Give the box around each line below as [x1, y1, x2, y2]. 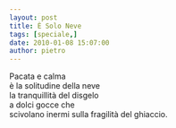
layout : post [9, 13, 58, 22]
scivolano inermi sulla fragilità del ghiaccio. [9, 109, 168, 120]
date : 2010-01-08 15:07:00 [9, 38, 110, 47]
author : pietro [9, 47, 66, 55]
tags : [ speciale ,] [9, 30, 78, 38]
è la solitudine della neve [9, 81, 101, 91]
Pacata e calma [9, 71, 66, 81]
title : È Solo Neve [9, 21, 82, 30]
